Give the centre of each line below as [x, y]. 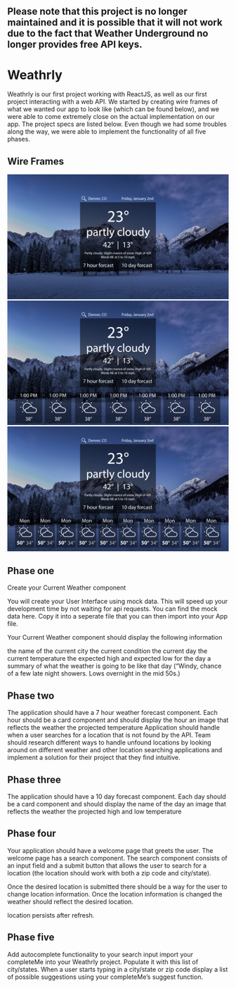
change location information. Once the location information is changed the [115, 894]
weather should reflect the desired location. [70, 901]
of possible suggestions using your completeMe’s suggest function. [105, 977]
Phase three [34, 779]
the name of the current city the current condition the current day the [107, 651]
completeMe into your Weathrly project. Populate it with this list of [103, 962]
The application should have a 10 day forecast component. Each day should [117, 797]
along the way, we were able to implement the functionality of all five [107, 132]
